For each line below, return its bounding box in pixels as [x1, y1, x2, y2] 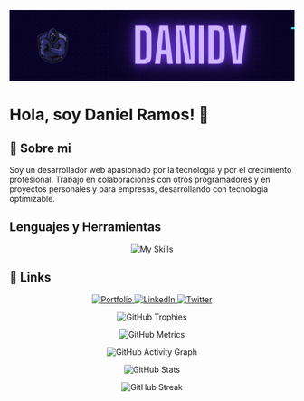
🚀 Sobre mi [9, 140, 71, 156]
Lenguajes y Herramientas [9, 219, 162, 235]
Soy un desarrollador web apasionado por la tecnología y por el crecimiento [9, 165, 292, 175]
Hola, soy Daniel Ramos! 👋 [9, 105, 210, 125]
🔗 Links [9, 270, 52, 285]
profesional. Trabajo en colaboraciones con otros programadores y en [9, 174, 271, 185]
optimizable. [9, 194, 56, 204]
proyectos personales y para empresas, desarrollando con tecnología [9, 184, 269, 195]
